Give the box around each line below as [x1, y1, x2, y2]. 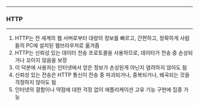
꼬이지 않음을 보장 [25, 57, 68, 64]
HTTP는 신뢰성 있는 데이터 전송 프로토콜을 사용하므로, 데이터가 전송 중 [14, 49, 178, 57]
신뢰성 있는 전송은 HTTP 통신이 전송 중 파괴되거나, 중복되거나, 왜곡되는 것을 [14, 71, 190, 78]
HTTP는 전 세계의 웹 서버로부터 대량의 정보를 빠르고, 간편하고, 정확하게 [14, 35, 179, 42]
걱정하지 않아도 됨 [14, 79, 56, 86]
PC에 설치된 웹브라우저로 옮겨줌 [25, 42, 99, 49]
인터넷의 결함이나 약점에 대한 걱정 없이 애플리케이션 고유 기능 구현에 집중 [14, 86, 182, 93]
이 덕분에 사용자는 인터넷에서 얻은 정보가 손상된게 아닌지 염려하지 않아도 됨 [14, 64, 188, 71]
